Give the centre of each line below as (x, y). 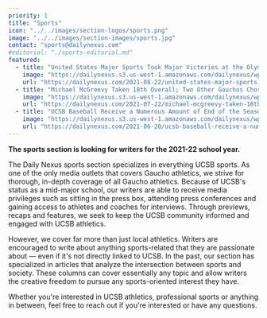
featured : (25, 60)
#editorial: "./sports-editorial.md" (71, 52)
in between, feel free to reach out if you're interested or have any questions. (133, 305)
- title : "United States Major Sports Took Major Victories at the (130, 68)
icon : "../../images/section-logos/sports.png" (89, 30)
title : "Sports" (35, 23)
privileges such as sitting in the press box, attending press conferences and (132, 198)
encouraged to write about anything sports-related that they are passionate (132, 247)
